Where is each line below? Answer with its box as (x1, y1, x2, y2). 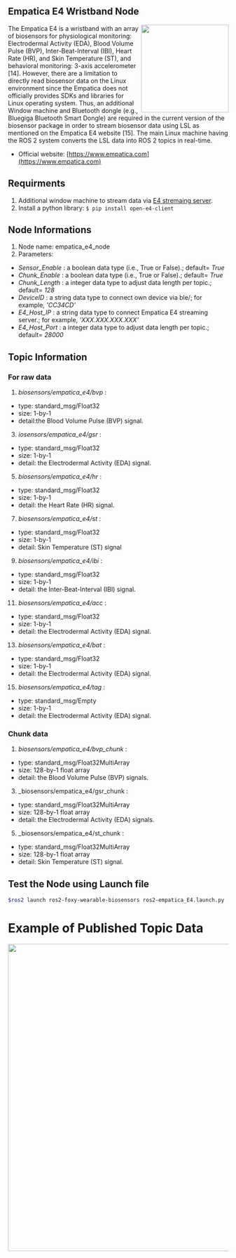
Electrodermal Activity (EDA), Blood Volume (8, 39, 134, 48)
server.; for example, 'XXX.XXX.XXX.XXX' (18, 316, 139, 324)
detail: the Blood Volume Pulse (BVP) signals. (18, 774, 149, 782)
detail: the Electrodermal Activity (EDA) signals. (18, 816, 155, 824)
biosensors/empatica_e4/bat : (18, 641, 106, 649)
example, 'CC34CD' (18, 301, 76, 310)
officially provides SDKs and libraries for (8, 91, 125, 100)
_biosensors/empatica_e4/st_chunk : (18, 829, 125, 837)
